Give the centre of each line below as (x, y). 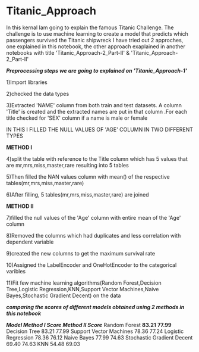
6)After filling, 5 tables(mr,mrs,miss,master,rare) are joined (78, 194)
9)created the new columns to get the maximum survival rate (81, 253)
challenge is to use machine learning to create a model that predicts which (97, 33)
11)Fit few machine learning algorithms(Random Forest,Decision (84, 283)
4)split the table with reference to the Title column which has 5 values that (97, 158)
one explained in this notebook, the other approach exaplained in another (96, 46)
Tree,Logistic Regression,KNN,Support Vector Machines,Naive (83, 289)
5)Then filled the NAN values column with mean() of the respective (88, 176)
